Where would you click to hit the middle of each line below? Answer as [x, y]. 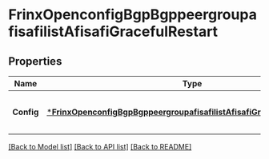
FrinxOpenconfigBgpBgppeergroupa [133, 15]
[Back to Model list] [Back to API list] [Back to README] [100, 147]
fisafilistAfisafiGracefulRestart [113, 32]
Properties [35, 61]
